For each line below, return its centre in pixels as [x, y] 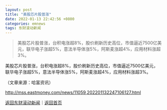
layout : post [19, 10]
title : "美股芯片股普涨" [28, 14]
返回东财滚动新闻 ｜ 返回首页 [34, 103]
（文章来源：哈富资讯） [29, 83]
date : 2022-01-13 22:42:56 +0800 [40, 19]
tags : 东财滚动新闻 [23, 28]
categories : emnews [25, 24]
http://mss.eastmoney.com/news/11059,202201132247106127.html [73, 93]
